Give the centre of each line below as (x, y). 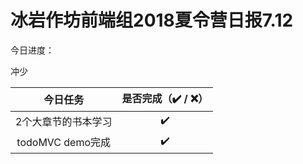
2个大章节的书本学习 (64, 122)
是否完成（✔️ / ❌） (165, 98)
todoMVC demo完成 (64, 143)
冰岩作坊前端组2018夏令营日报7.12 (152, 20)
